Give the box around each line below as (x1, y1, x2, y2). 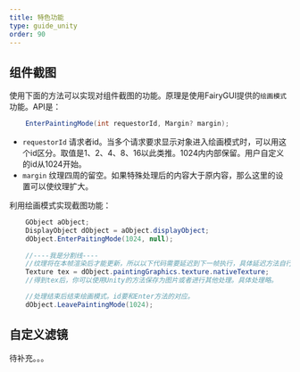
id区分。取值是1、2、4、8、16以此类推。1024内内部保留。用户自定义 (29, 148, 284, 159)
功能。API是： (9, 102, 62, 112)
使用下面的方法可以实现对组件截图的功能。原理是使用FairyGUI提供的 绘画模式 (9, 90, 287, 101)
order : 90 (9, 29, 46, 38)
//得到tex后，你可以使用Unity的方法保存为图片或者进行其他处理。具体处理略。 (25, 276, 279, 285)
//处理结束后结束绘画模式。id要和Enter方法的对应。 (25, 292, 195, 302)
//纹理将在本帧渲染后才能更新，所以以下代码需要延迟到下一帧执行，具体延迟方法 (25, 260, 279, 269)
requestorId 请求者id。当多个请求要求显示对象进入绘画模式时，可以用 (21, 136, 279, 147)
